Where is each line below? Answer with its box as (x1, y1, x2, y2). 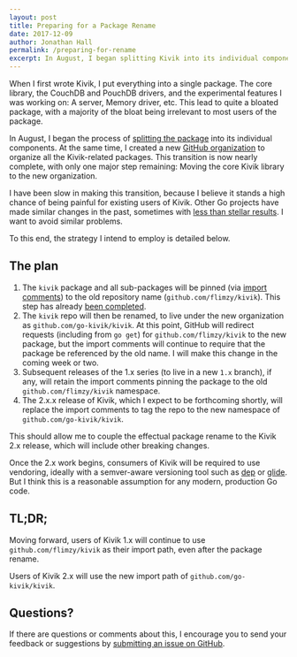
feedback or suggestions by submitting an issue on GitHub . (9, 638, 225, 649)
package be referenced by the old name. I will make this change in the (21, 348, 278, 358)
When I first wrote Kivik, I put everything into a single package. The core (9, 79, 272, 88)
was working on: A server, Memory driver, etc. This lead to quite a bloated (9, 97, 278, 107)
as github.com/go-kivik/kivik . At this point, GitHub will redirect (21, 319, 255, 330)
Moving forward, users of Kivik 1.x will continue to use (9, 534, 206, 545)
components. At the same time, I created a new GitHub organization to (9, 142, 265, 153)
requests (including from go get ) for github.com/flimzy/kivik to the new (21, 329, 287, 340)
